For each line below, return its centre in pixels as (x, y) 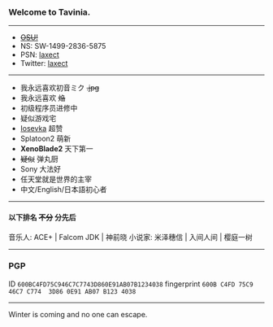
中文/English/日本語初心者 (63, 190)
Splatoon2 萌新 (45, 139)
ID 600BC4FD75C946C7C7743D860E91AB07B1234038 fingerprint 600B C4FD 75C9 (131, 284)
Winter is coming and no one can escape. (78, 314)
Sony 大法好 (41, 169)
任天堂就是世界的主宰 (56, 179)
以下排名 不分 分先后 (42, 217)
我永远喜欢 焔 (43, 98)
